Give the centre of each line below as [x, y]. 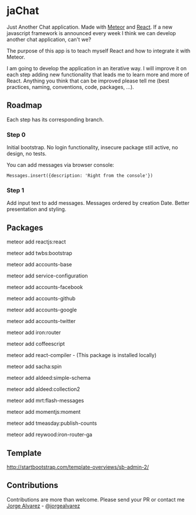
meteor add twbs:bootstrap [39, 253]
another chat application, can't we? [49, 39]
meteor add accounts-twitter [41, 321]
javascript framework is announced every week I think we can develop [91, 33]
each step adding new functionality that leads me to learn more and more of [98, 74]
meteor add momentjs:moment [44, 412]
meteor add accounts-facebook [45, 287]
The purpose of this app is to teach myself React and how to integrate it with [99, 50]
